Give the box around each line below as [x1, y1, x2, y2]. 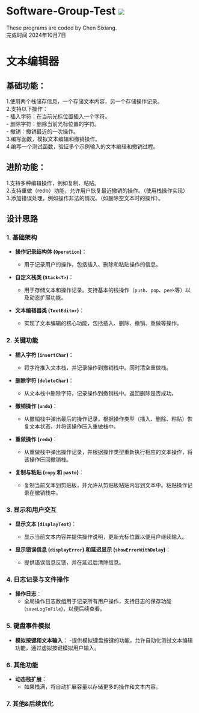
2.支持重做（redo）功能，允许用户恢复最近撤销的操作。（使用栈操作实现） [6, 187, 188, 194]
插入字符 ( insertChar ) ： [14, 351, 74, 358]
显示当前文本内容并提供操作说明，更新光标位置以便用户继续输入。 [23, 533, 188, 541]
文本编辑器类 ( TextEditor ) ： [14, 307, 85, 314]
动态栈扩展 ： [14, 675, 47, 682]
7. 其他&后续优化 [6, 699, 54, 708]
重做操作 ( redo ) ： [14, 435, 58, 442]
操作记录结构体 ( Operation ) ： [14, 248, 87, 256]
